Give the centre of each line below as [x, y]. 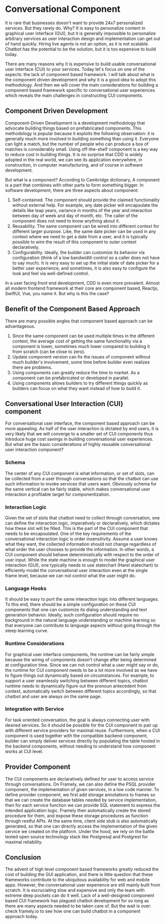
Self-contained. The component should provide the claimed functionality [86, 200]
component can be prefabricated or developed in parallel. [71, 378]
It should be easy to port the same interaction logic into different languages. [82, 599]
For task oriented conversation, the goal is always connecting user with [78, 720]
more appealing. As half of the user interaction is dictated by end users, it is [82, 429]
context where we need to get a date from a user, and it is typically [80, 236]
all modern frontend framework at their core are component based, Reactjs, [82, 288]
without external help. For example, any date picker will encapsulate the [85, 205]
